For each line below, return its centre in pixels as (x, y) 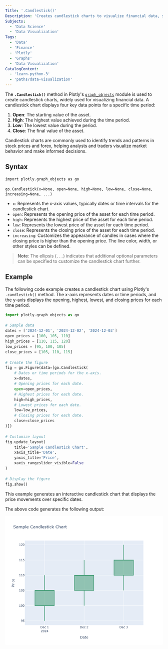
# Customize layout (25, 437)
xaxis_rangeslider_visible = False (49, 463)
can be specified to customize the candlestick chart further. (79, 261)
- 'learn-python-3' (30, 74)
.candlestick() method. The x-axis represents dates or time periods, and (81, 294)
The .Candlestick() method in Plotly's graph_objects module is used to (79, 94)
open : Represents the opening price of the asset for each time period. (83, 214)
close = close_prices (34, 421)
